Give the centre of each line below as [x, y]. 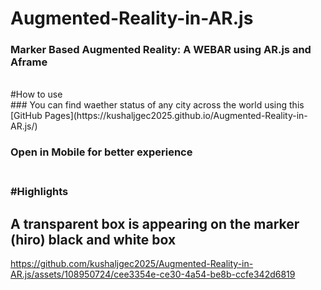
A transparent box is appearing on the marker [155, 223]
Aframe [29, 62]
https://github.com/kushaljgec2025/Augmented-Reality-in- [132, 264]
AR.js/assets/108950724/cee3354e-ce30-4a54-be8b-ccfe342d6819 [153, 274]
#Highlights [39, 192]
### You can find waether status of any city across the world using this [157, 105]
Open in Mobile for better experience [101, 152]
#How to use [36, 94]
